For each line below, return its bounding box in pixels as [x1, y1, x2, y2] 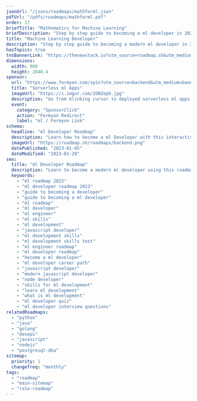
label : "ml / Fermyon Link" [16, 118, 85, 124]
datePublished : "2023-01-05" [11, 145, 83, 151]
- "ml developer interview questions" [16, 304, 111, 310]
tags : [6, 369, 19, 375]
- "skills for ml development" [16, 282, 93, 288]
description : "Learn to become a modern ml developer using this [11, 167, 175, 173]
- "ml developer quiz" [16, 298, 72, 305]
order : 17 [6, 19, 30, 25]
